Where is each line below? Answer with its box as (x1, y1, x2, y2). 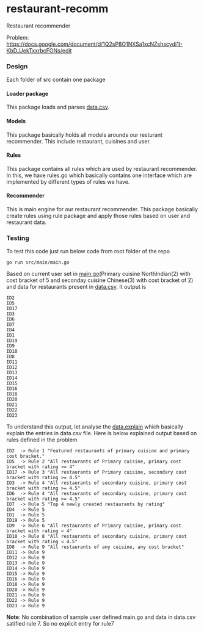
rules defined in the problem (6, 436, 78, 444)
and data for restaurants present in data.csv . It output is (6, 283, 147, 291)
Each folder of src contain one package (6, 76, 106, 84)
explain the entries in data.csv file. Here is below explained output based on (6, 430, 197, 437)
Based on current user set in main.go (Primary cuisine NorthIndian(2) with (6, 270, 191, 278)
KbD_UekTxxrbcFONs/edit (6, 46, 72, 54)
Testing (6, 234, 29, 242)
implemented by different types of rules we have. (6, 178, 130, 185)
